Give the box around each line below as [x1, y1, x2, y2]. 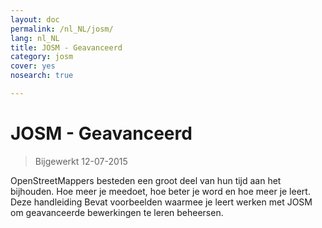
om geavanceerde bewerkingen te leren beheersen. [10, 206, 224, 218]
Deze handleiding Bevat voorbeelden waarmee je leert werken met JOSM [10, 196, 313, 208]
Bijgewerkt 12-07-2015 [34, 155, 128, 167]
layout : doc [10, 14, 60, 25]
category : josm [10, 52, 74, 62]
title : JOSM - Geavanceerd [10, 42, 123, 53]
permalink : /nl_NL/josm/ [10, 24, 114, 34]
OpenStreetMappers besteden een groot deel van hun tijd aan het [10, 174, 282, 186]
